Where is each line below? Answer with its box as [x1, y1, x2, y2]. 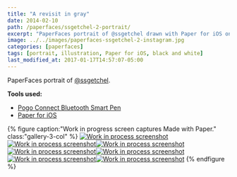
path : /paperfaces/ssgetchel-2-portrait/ [7, 23, 131, 30]
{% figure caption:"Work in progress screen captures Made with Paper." [7, 125, 217, 133]
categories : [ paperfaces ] [7, 43, 83, 50]
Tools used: [7, 89, 42, 98]
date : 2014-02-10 [7, 17, 59, 24]
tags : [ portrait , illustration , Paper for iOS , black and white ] [7, 50, 203, 57]
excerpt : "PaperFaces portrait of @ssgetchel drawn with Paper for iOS [7, 30, 222, 38]
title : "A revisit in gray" [7, 10, 90, 18]
